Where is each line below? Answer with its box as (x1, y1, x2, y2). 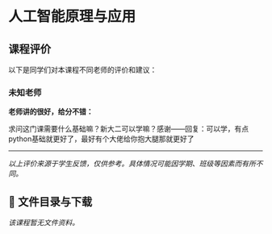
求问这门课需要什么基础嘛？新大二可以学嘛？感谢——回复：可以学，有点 (8, 124, 249, 134)
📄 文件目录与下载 (8, 194, 93, 208)
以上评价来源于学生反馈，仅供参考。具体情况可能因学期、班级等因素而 (8, 159, 242, 169)
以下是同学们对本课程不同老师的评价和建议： (8, 65, 157, 74)
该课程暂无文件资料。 (8, 218, 79, 228)
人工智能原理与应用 (8, 7, 136, 26)
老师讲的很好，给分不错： (8, 107, 94, 117)
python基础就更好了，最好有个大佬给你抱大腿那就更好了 (8, 134, 195, 144)
